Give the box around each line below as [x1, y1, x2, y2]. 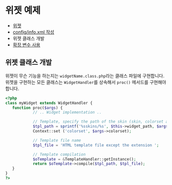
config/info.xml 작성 [12, 29, 55, 35]
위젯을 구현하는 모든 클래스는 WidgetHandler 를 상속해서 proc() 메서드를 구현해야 [5, 79, 166, 85]
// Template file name [32, 137, 81, 143]
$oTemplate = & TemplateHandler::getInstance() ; [32, 156, 137, 161]
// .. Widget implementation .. [32, 110, 102, 115]
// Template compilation [32, 152, 86, 157]
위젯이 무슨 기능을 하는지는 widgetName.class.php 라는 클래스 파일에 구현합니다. [5, 73, 165, 79]
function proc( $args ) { [12, 105, 63, 110]
